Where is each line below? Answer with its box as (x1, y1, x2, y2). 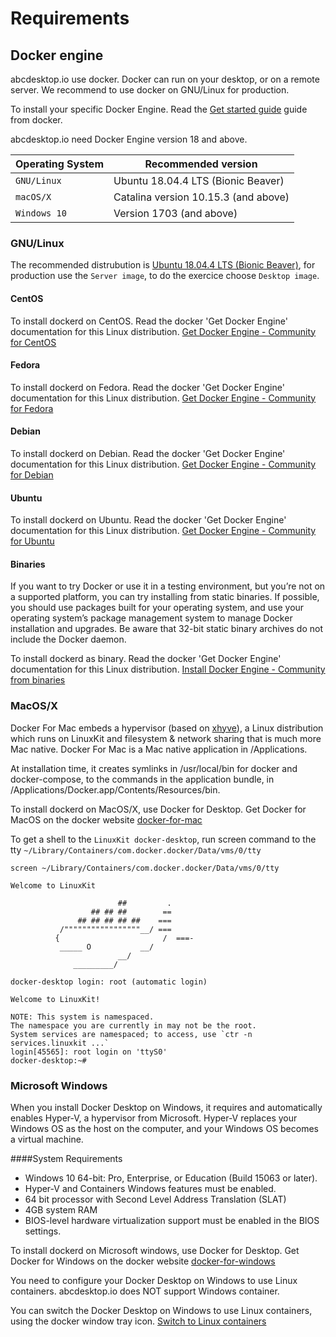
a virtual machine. (10, 1133, 84, 1145)
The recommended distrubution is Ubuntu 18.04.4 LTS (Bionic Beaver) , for (10, 259, 316, 271)
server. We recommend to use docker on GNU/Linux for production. (10, 84, 290, 96)
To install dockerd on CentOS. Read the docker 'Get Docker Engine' (10, 315, 288, 327)
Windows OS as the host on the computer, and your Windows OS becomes (10, 1122, 319, 1134)
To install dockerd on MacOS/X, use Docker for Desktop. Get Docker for (10, 803, 307, 815)
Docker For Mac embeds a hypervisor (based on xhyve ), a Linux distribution (10, 722, 324, 734)
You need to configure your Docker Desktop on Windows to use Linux (10, 1274, 298, 1286)
